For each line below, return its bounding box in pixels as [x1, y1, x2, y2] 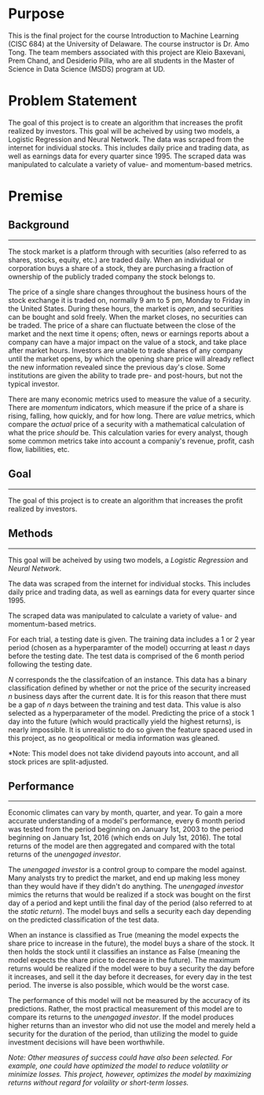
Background [8, 218, 69, 232]
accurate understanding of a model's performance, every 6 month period [8, 816, 246, 826]
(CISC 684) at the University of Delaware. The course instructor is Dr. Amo [8, 39, 250, 48]
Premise [8, 187, 64, 205]
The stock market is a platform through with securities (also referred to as [8, 246, 247, 256]
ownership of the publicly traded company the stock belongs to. [8, 272, 216, 281]
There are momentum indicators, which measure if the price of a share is [8, 402, 244, 412]
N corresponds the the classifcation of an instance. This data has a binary [8, 675, 247, 684]
